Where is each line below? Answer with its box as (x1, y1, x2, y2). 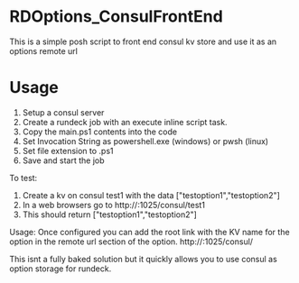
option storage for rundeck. (9, 263, 112, 274)
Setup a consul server (22, 106, 105, 118)
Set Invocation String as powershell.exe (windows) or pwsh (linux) (22, 135, 269, 146)
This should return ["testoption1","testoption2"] (22, 209, 197, 220)
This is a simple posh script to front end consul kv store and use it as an (9, 36, 277, 47)
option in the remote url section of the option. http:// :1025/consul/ (9, 236, 254, 247)
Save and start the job (22, 155, 105, 166)
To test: (9, 172, 38, 183)
